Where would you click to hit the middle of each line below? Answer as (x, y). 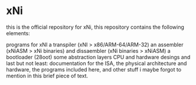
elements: (18, 33)
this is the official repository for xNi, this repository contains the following (95, 27)
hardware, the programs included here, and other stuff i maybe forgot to (94, 69)
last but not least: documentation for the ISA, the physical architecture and (97, 63)
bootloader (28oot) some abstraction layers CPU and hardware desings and (98, 57)
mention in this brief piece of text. (47, 76)
